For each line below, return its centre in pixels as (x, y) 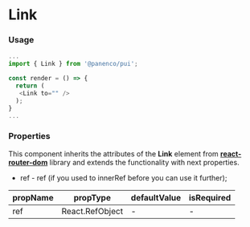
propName (33, 197)
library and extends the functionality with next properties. (144, 162)
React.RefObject (92, 211)
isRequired (210, 197)
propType (92, 197)
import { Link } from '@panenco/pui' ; (73, 64)
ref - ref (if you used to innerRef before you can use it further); (123, 177)
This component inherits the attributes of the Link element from (113, 153)
